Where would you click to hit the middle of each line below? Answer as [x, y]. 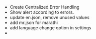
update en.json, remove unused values [49, 17]
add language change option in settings [50, 28]
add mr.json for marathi [34, 22]
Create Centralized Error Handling [45, 7]
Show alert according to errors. [42, 12]
